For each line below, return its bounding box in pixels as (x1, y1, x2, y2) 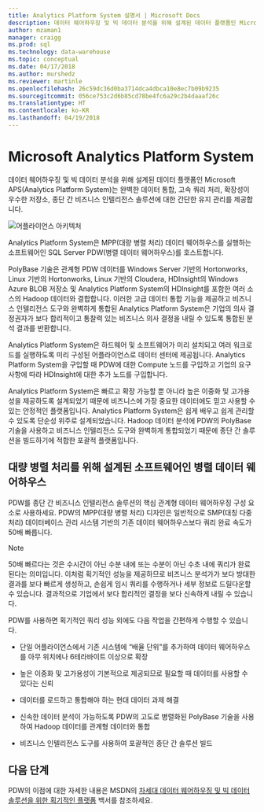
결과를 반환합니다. (16, 323, 71, 333)
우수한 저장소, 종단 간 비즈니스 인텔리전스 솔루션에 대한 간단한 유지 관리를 (8, 194, 233, 204)
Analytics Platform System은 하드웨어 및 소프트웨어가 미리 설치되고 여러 (8, 340, 232, 349)
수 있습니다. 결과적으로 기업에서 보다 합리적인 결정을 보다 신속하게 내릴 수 (8, 589, 233, 598)
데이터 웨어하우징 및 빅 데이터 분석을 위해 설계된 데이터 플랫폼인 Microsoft (8, 175, 236, 184)
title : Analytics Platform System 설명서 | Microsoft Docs (8, 11, 200, 20)
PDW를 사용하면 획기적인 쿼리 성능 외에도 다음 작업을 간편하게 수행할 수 (8, 615, 228, 625)
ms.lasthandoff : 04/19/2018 (8, 114, 101, 122)
